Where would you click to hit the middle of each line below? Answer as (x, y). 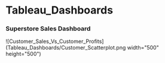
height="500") (23, 54)
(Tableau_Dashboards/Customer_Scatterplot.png (66, 48)
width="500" (143, 48)
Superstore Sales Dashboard (48, 29)
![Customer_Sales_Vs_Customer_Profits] (55, 41)
